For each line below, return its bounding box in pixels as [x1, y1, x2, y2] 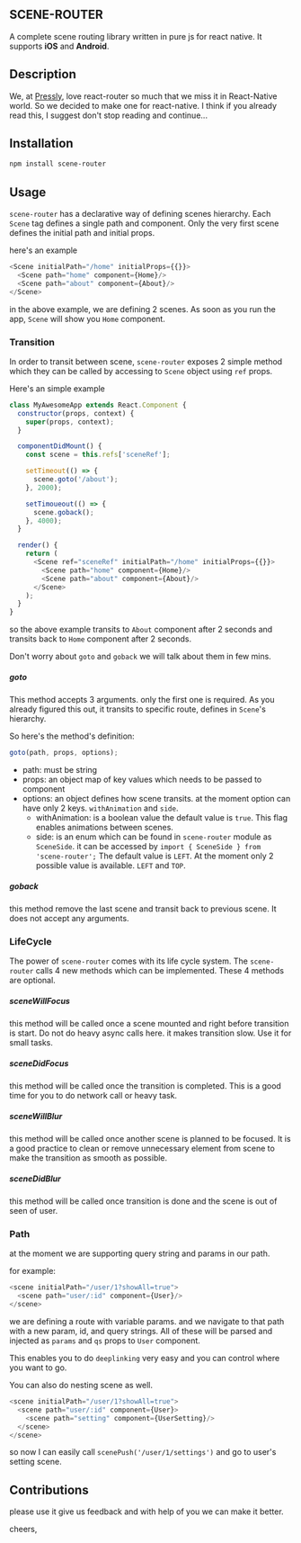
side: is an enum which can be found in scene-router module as [35, 831, 272, 842]
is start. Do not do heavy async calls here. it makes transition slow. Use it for [9, 1027, 292, 1038]
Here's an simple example [9, 382, 106, 394]
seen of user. [9, 1206, 58, 1216]
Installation [9, 136, 74, 151]
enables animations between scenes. [35, 822, 173, 833]
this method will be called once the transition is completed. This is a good [9, 1081, 281, 1091]
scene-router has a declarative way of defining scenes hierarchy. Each [9, 209, 271, 220]
